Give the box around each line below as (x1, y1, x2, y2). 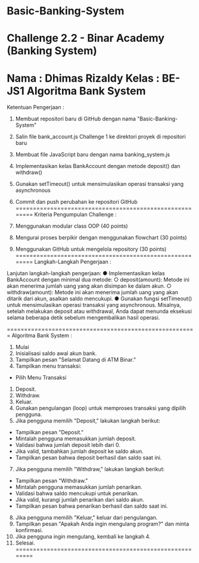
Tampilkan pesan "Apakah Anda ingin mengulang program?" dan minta (15, 520, 189, 528)
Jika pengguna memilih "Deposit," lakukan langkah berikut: (15, 417, 160, 424)
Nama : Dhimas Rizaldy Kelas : (7, 71, 160, 85)
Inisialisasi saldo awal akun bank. (15, 350, 97, 357)
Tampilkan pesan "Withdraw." (15, 477, 88, 484)
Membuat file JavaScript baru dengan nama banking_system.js (15, 151, 170, 158)
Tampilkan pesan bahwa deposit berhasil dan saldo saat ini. (15, 454, 162, 461)
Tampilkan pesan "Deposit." (15, 429, 84, 436)
